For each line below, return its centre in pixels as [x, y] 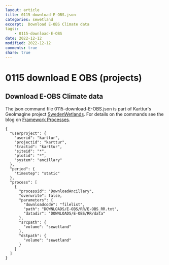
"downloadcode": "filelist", [54, 204]
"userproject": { [28, 133]
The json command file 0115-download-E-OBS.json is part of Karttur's [78, 109]
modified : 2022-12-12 [28, 43]
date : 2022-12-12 [24, 39]
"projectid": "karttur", [41, 142]
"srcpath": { [32, 222]
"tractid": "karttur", [38, 146]
